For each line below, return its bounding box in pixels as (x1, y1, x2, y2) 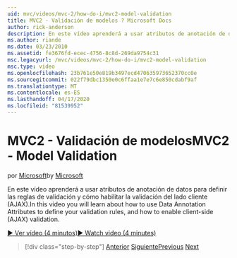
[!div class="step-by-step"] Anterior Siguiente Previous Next (24, 242, 200, 251)
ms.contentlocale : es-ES (7, 89, 80, 96)
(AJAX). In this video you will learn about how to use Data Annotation (7, 199, 206, 209)
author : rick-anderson (7, 23, 74, 30)
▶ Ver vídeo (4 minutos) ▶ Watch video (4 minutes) (7, 228, 157, 237)
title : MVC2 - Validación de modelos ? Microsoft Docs (7, 17, 172, 24)
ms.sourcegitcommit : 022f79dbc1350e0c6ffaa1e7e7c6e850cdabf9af (7, 76, 197, 83)
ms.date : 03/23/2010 (7, 43, 68, 50)
